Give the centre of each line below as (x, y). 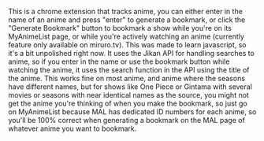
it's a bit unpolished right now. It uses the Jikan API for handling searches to (131, 53)
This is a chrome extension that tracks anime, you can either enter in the (125, 11)
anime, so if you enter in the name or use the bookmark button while (119, 61)
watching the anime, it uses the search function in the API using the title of (129, 70)
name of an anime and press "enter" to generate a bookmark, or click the (127, 20)
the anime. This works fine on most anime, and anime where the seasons (127, 78)
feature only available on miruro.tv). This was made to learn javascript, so (127, 45)
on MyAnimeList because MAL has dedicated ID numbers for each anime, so (132, 112)
